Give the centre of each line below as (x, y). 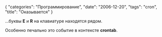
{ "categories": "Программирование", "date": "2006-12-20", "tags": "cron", (81, 7)
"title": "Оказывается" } (29, 12)
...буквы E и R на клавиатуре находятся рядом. (54, 21)
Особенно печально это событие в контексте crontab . (61, 30)
